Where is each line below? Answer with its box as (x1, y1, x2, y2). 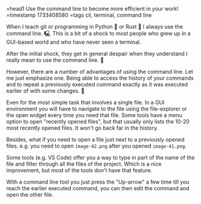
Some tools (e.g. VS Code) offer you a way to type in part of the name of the (6, 154, 195, 161)
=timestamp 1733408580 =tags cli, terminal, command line (6, 11, 152, 19)
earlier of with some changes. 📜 (6, 87, 85, 94)
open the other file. (6, 191, 54, 198)
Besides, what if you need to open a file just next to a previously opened (6, 136, 185, 143)
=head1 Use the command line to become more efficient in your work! (6, 5, 179, 12)
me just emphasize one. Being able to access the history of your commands (6, 74, 194, 82)
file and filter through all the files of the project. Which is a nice (6, 160, 162, 167)
